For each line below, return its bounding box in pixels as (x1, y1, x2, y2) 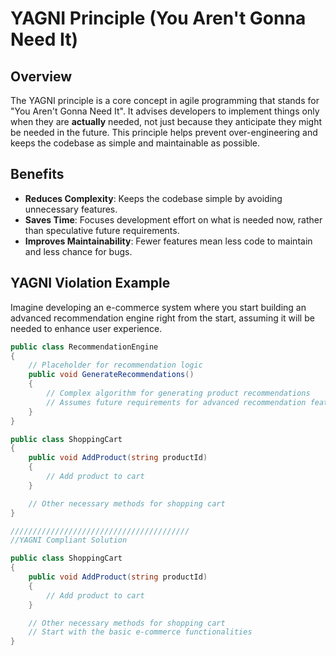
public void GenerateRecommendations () (28, 370, 195, 380)
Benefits (10, 166, 65, 183)
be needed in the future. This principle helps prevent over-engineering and (10, 127, 318, 138)
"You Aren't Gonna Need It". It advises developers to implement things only (10, 105, 320, 117)
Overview (10, 68, 73, 85)
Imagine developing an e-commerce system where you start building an (10, 301, 307, 313)
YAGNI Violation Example (10, 275, 171, 292)
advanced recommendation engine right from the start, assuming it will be (10, 312, 315, 324)
